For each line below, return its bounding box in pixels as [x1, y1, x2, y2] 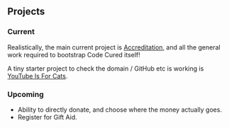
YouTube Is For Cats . [7, 71, 68, 80]
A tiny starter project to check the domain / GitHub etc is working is [7, 64, 204, 73]
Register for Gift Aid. [17, 112, 78, 121]
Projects [7, 6, 45, 18]
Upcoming [7, 89, 44, 99]
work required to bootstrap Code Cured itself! [7, 50, 140, 59]
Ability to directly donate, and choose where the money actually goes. [17, 105, 222, 114]
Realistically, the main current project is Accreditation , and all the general [7, 42, 221, 52]
